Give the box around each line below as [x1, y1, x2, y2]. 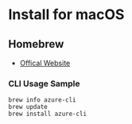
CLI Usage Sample [8, 78, 81, 89]
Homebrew [8, 37, 64, 51]
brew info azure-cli [8, 96, 77, 104]
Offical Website [19, 58, 71, 68]
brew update [8, 103, 48, 111]
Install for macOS [8, 6, 125, 24]
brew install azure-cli [8, 110, 87, 118]
